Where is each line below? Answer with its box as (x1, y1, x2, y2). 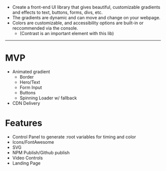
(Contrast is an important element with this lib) (19, 31, 114, 36)
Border (19, 74, 34, 80)
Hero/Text (19, 79, 41, 85)
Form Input (19, 84, 42, 90)
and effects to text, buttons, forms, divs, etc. (12, 9, 103, 15)
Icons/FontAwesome (12, 139, 54, 145)
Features (5, 118, 42, 129)
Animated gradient (12, 69, 50, 75)
